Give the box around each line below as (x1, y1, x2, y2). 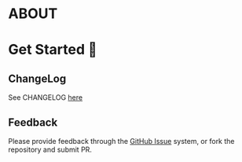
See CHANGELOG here (8, 93, 83, 102)
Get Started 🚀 (8, 41, 97, 59)
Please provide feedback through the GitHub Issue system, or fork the (8, 137, 235, 145)
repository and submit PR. (8, 145, 93, 154)
